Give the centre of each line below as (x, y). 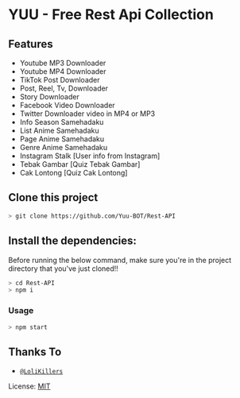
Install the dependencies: (73, 241)
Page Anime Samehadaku (62, 139)
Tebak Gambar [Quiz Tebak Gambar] (80, 164)
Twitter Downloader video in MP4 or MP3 (87, 114)
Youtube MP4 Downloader (63, 71)
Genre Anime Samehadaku (64, 147)
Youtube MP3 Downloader (63, 63)
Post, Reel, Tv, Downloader (64, 88)
